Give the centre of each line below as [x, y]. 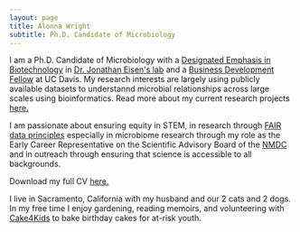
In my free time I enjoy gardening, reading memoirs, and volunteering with [147, 209]
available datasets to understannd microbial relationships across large [139, 89]
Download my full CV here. [59, 181]
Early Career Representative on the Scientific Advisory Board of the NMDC [148, 144]
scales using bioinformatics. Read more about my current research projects [150, 98]
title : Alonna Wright [50, 26]
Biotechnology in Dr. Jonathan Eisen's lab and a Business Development [142, 70]
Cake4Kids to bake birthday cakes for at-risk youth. [105, 218]
